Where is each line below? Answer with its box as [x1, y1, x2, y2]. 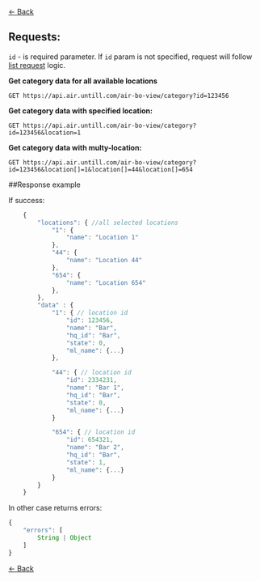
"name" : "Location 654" [65, 278, 147, 286]
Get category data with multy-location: [8, 142, 142, 152]
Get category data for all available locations [8, 76, 157, 86]
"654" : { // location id [51, 428, 136, 436]
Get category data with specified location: [8, 105, 153, 116]
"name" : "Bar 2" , [65, 443, 125, 452]
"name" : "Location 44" [65, 257, 143, 265]
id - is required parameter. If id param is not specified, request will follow [8, 52, 253, 61]
